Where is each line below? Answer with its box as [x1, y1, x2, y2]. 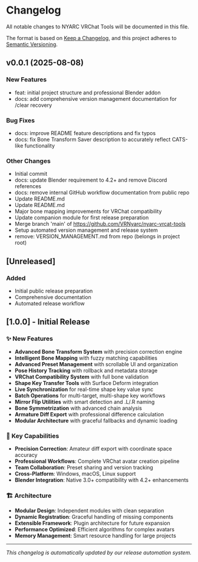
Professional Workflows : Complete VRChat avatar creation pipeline [14, 458, 180, 465]
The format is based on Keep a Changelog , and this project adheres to [6, 34, 177, 41]
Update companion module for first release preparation [14, 214, 149, 221]
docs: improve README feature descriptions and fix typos [14, 129, 156, 136]
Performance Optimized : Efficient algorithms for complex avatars [14, 526, 175, 533]
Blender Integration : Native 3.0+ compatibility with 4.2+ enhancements [14, 476, 189, 484]
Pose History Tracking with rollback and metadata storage [14, 367, 158, 374]
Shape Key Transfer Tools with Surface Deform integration [14, 379, 159, 386]
